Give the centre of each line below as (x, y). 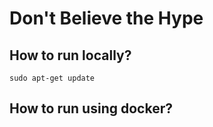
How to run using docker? (91, 108)
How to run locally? (70, 55)
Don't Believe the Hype (106, 18)
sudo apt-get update (52, 78)
